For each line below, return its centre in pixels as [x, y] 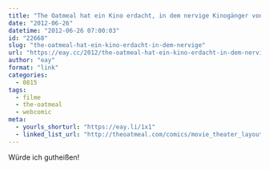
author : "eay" [32, 61]
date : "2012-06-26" [41, 23]
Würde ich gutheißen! [44, 157]
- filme [28, 97]
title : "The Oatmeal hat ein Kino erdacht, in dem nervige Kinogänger [128, 16]
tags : [17, 90]
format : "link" [34, 68]
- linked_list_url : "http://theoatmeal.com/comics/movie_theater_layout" [141, 134]
